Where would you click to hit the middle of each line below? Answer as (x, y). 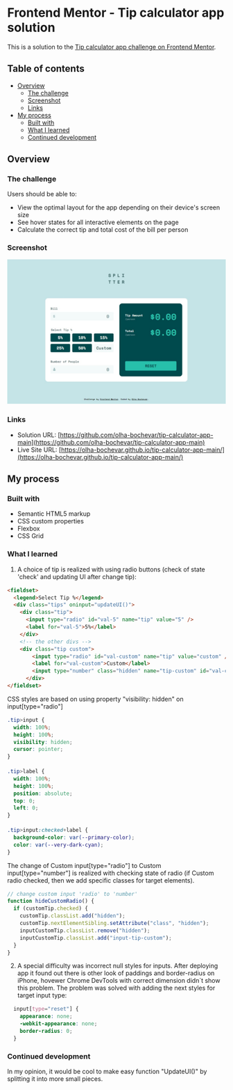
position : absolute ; (43, 793)
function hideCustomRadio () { (51, 901)
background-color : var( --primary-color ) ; (74, 837)
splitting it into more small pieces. (55, 1079)
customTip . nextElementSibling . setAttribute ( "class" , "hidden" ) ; (114, 924)
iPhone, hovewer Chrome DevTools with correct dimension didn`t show (119, 981)
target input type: (42, 995)
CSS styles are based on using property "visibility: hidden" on (95, 699)
